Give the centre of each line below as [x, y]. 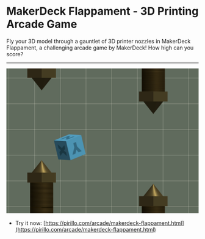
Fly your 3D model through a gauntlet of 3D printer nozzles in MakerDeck [99, 41]
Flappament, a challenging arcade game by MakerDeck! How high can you [100, 48]
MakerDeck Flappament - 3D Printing [103, 11]
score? [15, 54]
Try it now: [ [30, 223]
